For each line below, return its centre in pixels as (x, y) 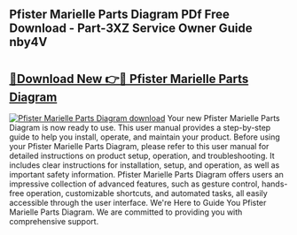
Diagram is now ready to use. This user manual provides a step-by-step (140, 128)
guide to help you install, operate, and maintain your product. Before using (145, 137)
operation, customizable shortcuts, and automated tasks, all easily (147, 193)
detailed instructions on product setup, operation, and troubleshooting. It (142, 155)
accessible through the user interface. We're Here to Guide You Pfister (138, 203)
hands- (274, 184)
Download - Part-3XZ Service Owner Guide (131, 29)
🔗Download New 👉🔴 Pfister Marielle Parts (129, 79)
